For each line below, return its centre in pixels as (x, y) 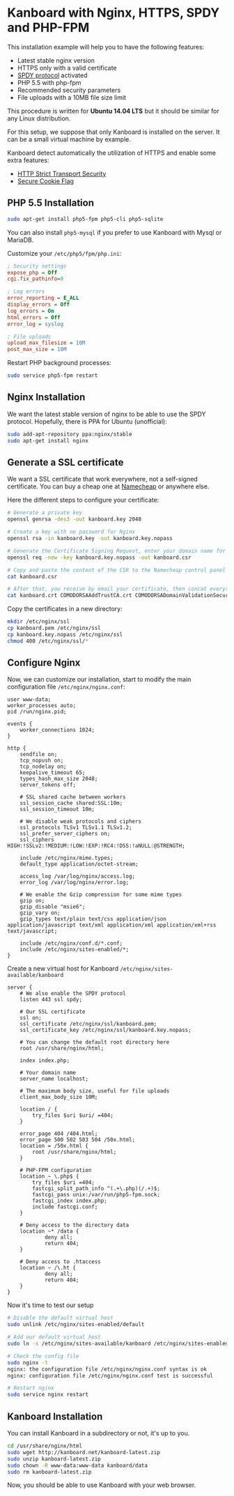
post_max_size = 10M (37, 350)
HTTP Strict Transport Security (62, 173)
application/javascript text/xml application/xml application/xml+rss (112, 925)
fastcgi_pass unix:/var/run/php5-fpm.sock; (96, 1195)
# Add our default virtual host (54, 1337)
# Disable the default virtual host (60, 1318)
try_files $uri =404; (64, 1182)
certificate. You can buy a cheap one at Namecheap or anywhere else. (108, 486)
